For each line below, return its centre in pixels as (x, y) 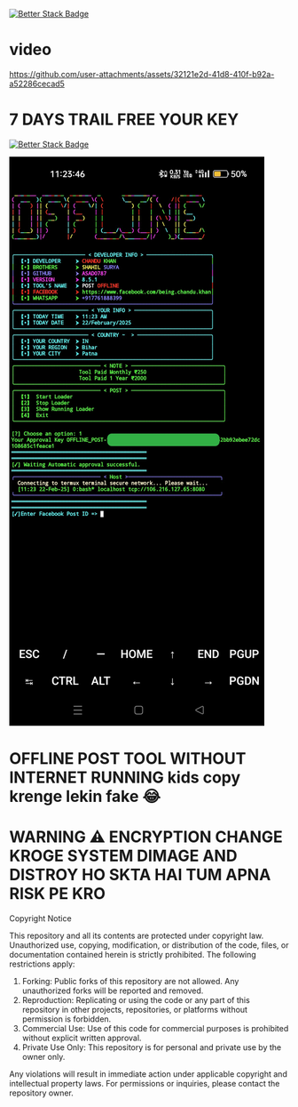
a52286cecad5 (37, 84)
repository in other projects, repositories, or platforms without (135, 1010)
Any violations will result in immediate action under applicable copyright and (149, 1074)
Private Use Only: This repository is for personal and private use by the (152, 1047)
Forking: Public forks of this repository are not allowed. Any (130, 981)
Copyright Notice (41, 918)
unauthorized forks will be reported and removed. (113, 991)
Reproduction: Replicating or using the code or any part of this (136, 1000)
